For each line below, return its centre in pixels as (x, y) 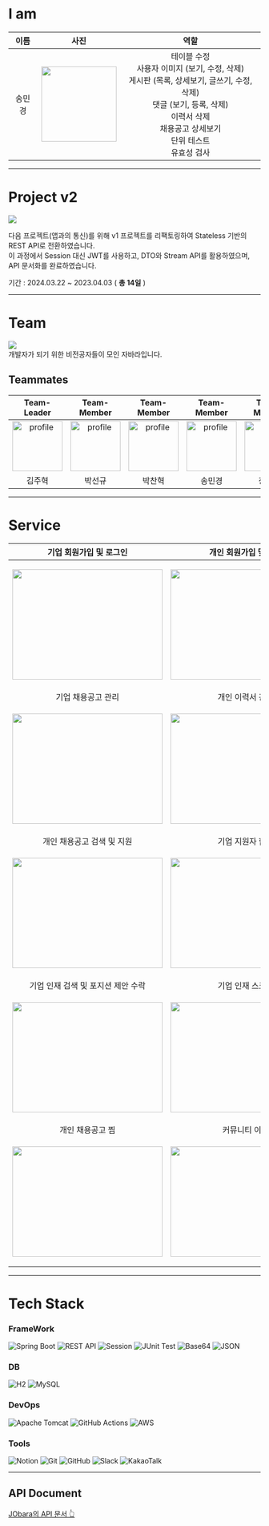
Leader (38, 412)
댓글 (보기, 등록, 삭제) (190, 104)
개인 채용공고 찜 (88, 1129)
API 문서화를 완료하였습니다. (52, 265)
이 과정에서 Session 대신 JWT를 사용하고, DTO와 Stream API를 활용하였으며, (129, 255)
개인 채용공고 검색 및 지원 (88, 841)
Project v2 (43, 198)
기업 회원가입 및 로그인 (87, 552)
